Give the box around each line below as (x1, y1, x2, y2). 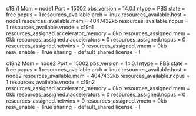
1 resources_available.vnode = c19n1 (6, 23, 94, 30)
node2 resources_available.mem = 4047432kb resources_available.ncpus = (6, 73, 190, 79)
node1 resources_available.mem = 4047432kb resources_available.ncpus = (6, 18, 189, 24)
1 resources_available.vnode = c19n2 (6, 79, 95, 86)
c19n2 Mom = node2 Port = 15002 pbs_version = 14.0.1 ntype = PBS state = (6, 60, 188, 67)
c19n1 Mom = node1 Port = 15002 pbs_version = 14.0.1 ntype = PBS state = (6, 5, 185, 12)
